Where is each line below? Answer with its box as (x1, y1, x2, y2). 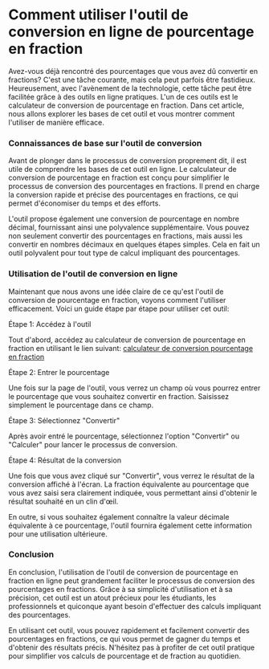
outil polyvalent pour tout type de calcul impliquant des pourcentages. (8, 248, 241, 258)
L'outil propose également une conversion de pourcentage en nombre (8, 214, 239, 224)
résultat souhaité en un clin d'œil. (8, 496, 119, 506)
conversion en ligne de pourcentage (8, 22, 255, 41)
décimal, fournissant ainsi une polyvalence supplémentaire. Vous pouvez (8, 222, 251, 232)
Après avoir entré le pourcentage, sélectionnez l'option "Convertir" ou (8, 431, 239, 441)
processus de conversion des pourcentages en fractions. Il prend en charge (8, 182, 260, 191)
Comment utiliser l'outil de (8, 6, 189, 24)
